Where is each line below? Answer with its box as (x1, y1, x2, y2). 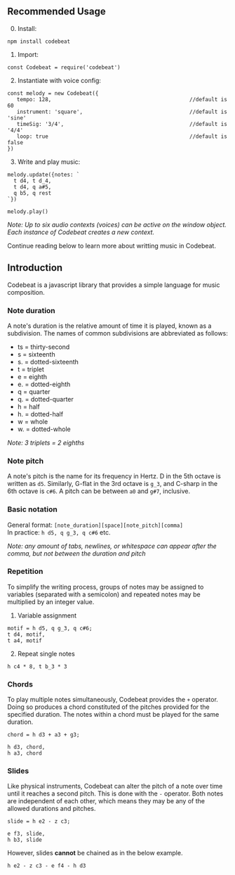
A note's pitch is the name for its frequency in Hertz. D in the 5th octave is (7, 472, 221, 480)
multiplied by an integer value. (7, 597, 95, 606)
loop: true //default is (16, 133, 228, 140)
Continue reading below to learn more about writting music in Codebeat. (7, 241, 216, 250)
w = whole (17, 417, 48, 426)
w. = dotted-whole (17, 425, 72, 433)
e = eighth (17, 372, 48, 381)
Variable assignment (17, 611, 77, 620)
